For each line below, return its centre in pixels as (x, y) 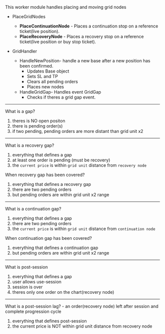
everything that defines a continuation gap (55, 248)
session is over (27, 287)
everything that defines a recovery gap (52, 184)
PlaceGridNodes (29, 16)
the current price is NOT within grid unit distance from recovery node (82, 326)
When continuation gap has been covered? (49, 238)
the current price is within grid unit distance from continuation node (84, 229)
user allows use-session (37, 282)
